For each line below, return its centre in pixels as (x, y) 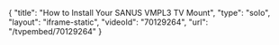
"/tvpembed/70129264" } (55, 31)
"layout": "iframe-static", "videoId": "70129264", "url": (108, 22)
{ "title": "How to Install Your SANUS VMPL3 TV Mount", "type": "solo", (139, 13)
